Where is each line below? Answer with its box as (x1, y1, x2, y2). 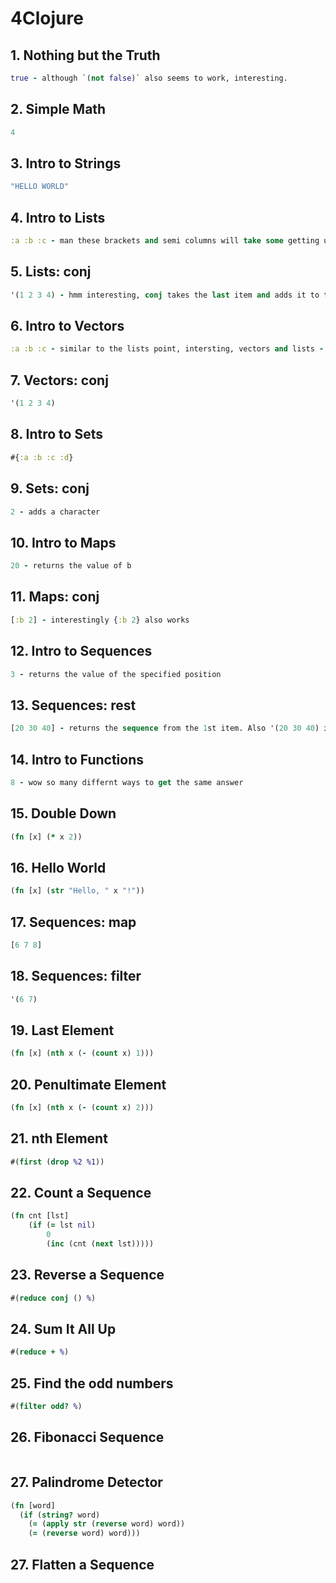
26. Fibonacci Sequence (10, 1429, 165, 1446)
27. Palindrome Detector (10, 1474, 163, 1491)
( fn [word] (10, 1500, 56, 1511)
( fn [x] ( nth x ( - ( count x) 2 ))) (10, 1103, 155, 1113)
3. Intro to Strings (10, 155, 122, 172)
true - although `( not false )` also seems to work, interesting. (10, 73, 288, 83)
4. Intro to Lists (10, 209, 106, 226)
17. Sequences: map (10, 913, 137, 931)
